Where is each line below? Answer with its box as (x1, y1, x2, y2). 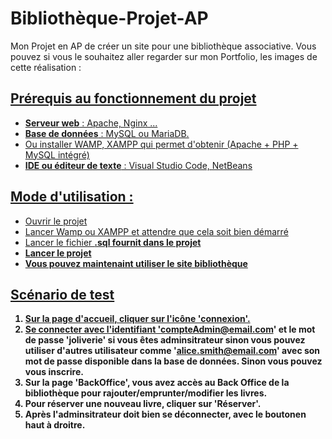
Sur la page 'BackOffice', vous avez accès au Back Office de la (24, 377, 290, 389)
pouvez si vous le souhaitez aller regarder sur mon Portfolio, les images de (10, 50, 318, 62)
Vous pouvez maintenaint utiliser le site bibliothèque (24, 257, 248, 269)
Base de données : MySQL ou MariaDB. (24, 127, 190, 139)
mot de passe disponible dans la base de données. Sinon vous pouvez (24, 355, 323, 367)
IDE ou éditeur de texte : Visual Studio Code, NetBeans (24, 159, 253, 171)
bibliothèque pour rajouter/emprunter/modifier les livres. (24, 387, 268, 399)
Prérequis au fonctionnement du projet (10, 90, 257, 107)
